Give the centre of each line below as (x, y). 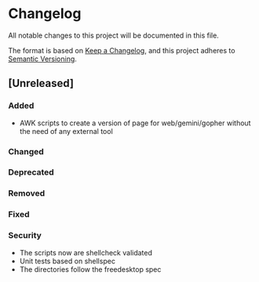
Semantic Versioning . (42, 59)
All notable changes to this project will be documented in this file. (114, 35)
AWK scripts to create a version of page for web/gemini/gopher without (135, 123)
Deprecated (31, 172)
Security (25, 236)
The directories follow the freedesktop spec (90, 269)
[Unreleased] (41, 83)
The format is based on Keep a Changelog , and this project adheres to (122, 50)
